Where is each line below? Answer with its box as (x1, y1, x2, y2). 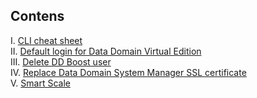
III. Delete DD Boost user (10, 55, 112, 68)
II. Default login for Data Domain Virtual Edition (10, 45, 202, 57)
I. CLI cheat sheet (10, 34, 83, 46)
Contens (10, 8, 65, 25)
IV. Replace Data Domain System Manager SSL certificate (10, 66, 247, 78)
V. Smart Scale (10, 77, 71, 89)
